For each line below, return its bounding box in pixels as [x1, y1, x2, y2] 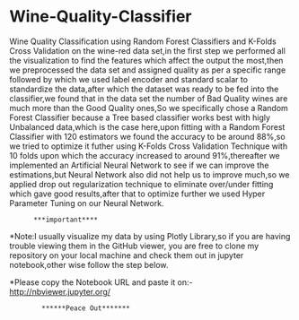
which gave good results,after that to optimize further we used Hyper [9, 188, 266, 199]
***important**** [32, 215, 99, 224]
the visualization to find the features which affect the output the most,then [9, 55, 284, 65]
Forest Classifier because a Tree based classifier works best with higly [9, 112, 271, 123]
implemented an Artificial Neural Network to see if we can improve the [9, 160, 269, 170]
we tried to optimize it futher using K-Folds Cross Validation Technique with [9, 141, 288, 151]
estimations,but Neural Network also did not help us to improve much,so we [9, 169, 290, 180]
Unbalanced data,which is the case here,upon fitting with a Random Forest [9, 121, 286, 132]
